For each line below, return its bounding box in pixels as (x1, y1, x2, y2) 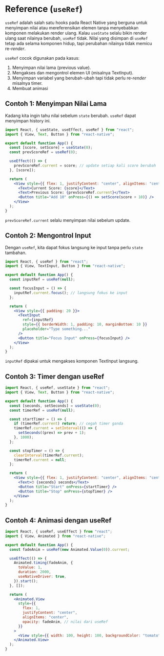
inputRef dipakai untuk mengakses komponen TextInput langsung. (5, 358, 139, 364)
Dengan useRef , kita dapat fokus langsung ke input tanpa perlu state (5, 244, 143, 250)
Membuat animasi (12, 85, 48, 91)
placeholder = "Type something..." (22, 327, 91, 331)
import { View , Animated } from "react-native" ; (5, 534, 106, 539)
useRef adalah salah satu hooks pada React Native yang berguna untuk (5, 20, 148, 25)
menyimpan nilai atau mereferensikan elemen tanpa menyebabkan (5, 24, 139, 30)
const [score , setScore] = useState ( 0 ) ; (9, 145, 93, 150)
